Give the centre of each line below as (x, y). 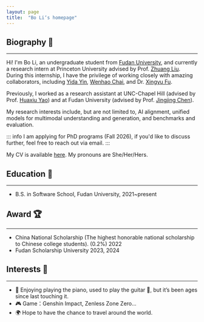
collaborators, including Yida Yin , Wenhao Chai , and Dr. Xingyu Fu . (90, 82)
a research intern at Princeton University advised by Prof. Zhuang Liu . (93, 69)
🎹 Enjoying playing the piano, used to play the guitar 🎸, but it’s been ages (106, 290)
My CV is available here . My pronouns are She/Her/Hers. (77, 155)
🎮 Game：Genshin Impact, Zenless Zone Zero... (76, 303)
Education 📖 (29, 174)
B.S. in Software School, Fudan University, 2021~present (86, 194)
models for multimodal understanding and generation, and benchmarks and (101, 118)
